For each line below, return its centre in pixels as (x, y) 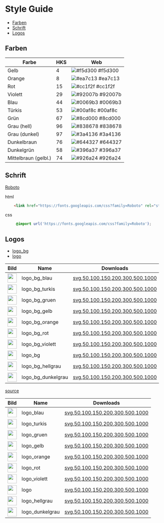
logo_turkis (34, 424)
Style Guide (29, 9)
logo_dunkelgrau (41, 512)
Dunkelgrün (21, 150)
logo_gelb (33, 446)
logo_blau (33, 413)
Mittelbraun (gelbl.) (30, 158)
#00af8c (108, 110)
